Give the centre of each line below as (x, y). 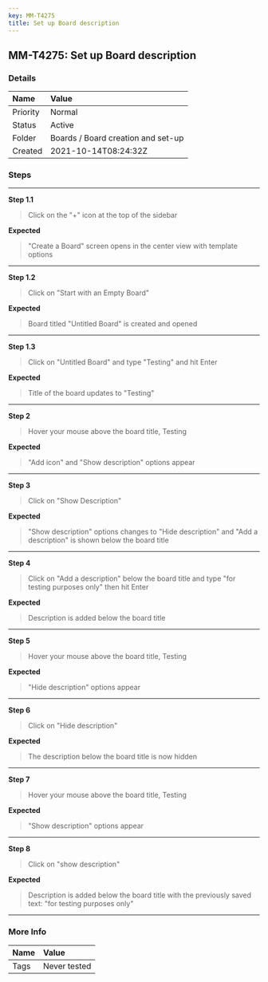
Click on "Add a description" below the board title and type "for (132, 578)
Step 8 (19, 849)
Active (62, 125)
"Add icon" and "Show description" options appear (111, 463)
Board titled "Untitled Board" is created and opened (112, 324)
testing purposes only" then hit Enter (88, 587)
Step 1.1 (21, 199)
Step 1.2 (22, 278)
